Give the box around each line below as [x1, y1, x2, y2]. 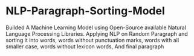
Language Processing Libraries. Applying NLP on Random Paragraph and [5, 30, 188, 37]
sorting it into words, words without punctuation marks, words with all [5, 36, 179, 43]
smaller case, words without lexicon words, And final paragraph [5, 43, 164, 50]
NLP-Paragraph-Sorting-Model [5, 4, 165, 18]
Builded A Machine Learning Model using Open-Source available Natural [5, 24, 187, 31]
